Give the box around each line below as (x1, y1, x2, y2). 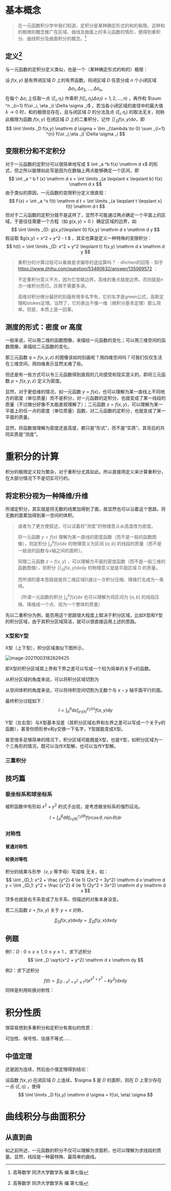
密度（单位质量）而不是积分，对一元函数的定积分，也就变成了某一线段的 (14, 395, 166, 401)
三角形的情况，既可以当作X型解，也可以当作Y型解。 (9, 743, 119, 749)
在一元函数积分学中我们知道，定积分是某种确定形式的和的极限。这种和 (17, 22, 165, 28)
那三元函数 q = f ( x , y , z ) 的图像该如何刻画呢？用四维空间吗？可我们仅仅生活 (5, 354, 162, 361)
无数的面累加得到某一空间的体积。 (5, 512, 77, 518)
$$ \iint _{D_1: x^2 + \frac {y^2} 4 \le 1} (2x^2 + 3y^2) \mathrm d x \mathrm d (6, 877, 165, 883)
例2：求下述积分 (5, 967, 40, 974)
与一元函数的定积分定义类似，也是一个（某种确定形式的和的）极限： (5, 67, 148, 73)
